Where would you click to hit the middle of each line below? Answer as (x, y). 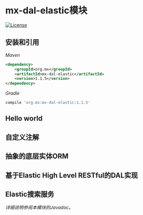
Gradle (13, 93)
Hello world (24, 119)
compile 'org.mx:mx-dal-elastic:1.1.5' (48, 103)
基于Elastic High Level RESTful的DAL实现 (72, 175)
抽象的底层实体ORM (37, 156)
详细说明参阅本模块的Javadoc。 (39, 207)
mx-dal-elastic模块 (46, 10)
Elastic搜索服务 (30, 194)
